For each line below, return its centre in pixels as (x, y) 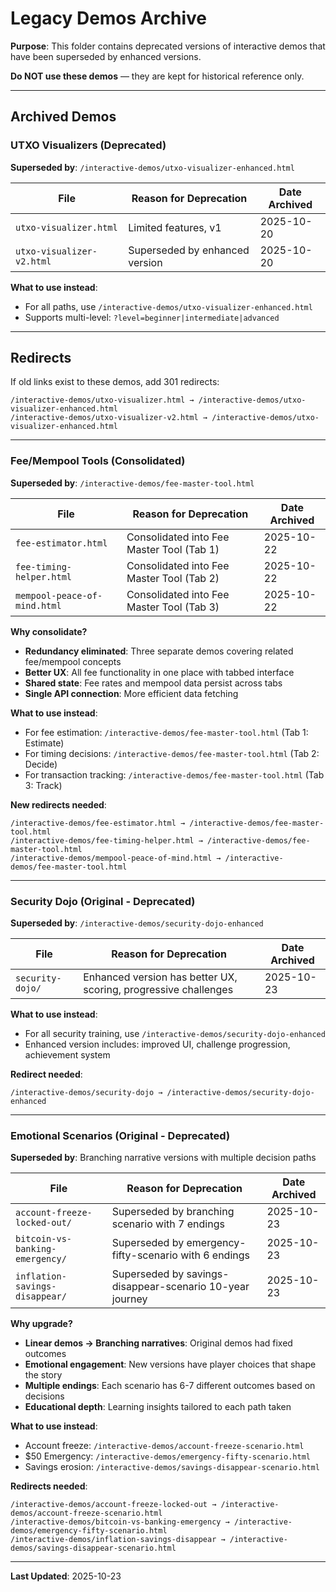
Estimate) (44, 743)
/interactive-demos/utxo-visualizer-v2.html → (109, 418)
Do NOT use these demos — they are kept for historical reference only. (157, 76)
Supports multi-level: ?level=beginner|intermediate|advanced (152, 317)
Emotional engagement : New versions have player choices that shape (170, 1364)
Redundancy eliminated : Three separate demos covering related (159, 651)
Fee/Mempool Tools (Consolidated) (98, 461)
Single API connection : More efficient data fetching (131, 693)
